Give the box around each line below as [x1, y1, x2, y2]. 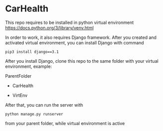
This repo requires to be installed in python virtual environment [5, 19, 134, 25]
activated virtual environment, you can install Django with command [5, 39, 144, 45]
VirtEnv [12, 92, 28, 98]
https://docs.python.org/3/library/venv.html [5, 24, 94, 30]
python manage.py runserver [5, 112, 64, 117]
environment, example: [5, 63, 52, 69]
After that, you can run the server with [5, 102, 83, 108]
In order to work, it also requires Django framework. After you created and [5, 34, 157, 40]
